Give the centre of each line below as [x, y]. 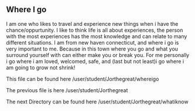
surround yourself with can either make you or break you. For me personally [98, 55]
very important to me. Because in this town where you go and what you [92, 49]
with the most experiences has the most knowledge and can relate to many [97, 36]
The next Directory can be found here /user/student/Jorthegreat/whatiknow [97, 102]
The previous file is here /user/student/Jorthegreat [67, 90]
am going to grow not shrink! [41, 68]
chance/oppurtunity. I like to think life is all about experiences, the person [95, 30]
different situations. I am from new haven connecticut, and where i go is [93, 42]
